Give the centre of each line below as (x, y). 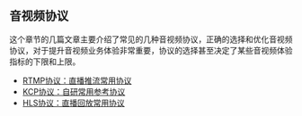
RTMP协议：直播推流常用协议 (77, 80)
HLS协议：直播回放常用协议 (74, 103)
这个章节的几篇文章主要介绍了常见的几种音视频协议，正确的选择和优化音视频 (151, 39)
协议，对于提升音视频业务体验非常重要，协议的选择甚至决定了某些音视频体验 (151, 50)
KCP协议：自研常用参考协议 (74, 91)
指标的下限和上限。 (45, 62)
